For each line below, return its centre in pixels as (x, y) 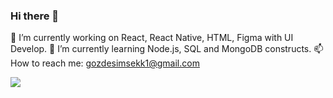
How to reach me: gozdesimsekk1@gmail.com (105, 63)
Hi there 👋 (35, 16)
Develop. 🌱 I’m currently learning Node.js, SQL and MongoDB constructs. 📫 (167, 49)
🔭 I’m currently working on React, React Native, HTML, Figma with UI (152, 38)
